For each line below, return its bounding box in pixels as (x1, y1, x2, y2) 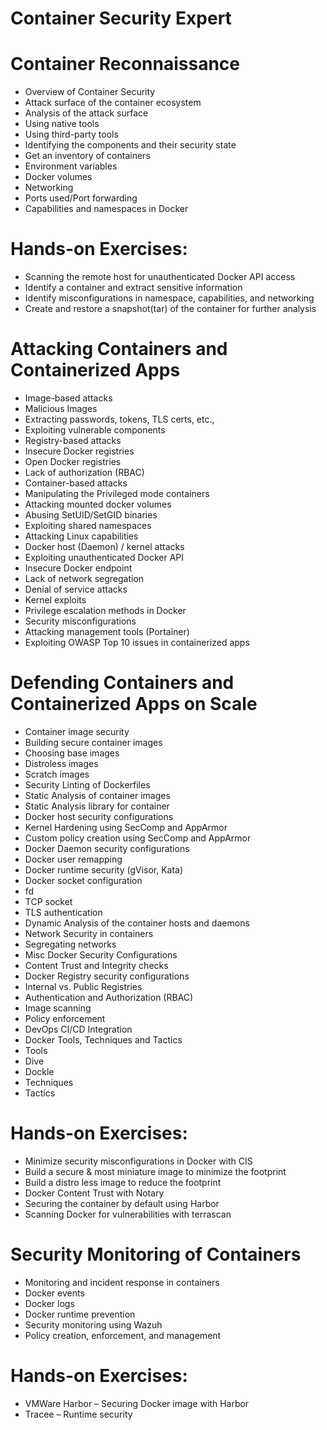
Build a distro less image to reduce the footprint (24, 1176, 222, 1188)
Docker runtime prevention (24, 1308, 136, 1320)
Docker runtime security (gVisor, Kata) (24, 863, 184, 876)
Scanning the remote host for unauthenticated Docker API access (24, 271, 296, 283)
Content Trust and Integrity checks (24, 959, 169, 971)
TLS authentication (24, 906, 103, 918)
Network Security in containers (24, 927, 154, 939)
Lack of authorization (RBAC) (24, 467, 145, 478)
